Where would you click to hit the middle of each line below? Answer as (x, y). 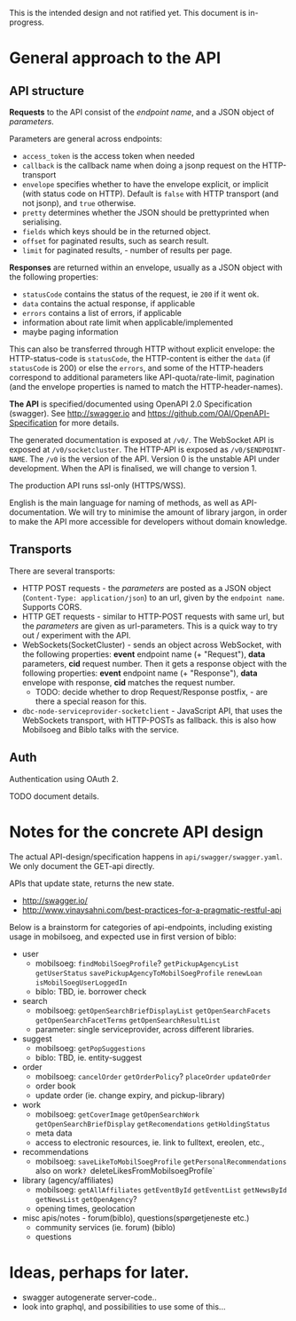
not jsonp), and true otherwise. (79, 203)
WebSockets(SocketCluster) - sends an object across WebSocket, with (152, 645)
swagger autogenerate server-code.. (90, 1297)
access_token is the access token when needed (108, 156)
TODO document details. (54, 796)
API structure (47, 91)
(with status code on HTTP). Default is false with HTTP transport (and (150, 194)
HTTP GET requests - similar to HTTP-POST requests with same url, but (153, 616)
